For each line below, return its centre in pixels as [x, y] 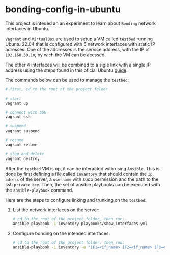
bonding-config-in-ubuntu [63, 9]
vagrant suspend [22, 131]
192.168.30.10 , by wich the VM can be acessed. [55, 55]
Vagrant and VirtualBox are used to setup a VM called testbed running [79, 39]
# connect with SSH [26, 112]
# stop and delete [25, 154]
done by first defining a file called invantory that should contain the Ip [79, 174]
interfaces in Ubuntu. [27, 28]
